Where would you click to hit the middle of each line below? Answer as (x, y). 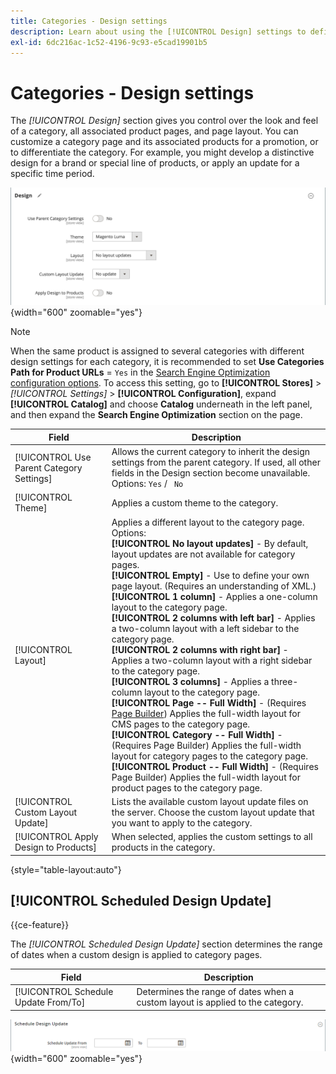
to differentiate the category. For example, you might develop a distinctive (162, 152)
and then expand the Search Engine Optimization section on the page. (156, 415)
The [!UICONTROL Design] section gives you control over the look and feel (164, 121)
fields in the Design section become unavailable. (211, 473)
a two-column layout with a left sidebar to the (205, 628)
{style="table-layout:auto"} (66, 869)
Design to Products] (55, 847)
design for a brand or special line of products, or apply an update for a (155, 163)
